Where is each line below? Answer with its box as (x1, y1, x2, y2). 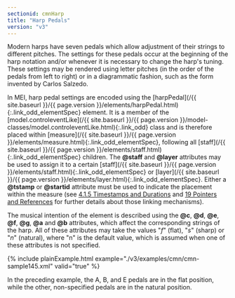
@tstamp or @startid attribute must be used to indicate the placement (7, 183, 213, 191)
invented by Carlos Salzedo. (7, 80, 89, 88)
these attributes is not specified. (7, 241, 100, 250)
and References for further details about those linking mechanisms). (7, 198, 205, 206)
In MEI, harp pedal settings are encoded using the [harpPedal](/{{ (7, 93, 196, 102)
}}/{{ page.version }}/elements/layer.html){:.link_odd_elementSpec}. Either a (7, 175, 227, 184)
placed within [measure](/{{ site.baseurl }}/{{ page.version (7, 130, 177, 139)
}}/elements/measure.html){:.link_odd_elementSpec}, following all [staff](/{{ (7, 138, 226, 147)
